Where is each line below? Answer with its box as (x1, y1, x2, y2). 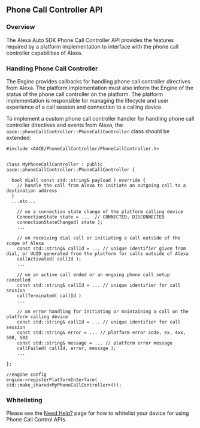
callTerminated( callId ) (17, 292, 82, 299)
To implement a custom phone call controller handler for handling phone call (6, 115, 195, 122)
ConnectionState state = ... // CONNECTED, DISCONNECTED (17, 214, 165, 220)
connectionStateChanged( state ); (17, 219, 103, 225)
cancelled (6, 277, 31, 283)
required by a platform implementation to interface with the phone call (6, 43, 178, 50)
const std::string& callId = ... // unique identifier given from (17, 246, 186, 252)
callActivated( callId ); (17, 256, 82, 262)
